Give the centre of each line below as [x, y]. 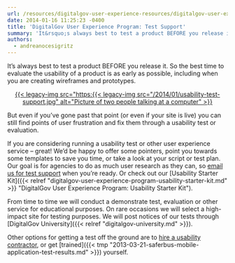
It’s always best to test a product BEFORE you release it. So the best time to [116, 66]
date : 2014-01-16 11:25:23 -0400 [56, 20]
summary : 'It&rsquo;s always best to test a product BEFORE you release [115, 33]
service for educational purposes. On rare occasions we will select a [106, 209]
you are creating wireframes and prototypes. [72, 81]
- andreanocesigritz [43, 46]
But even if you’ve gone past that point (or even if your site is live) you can [114, 115]
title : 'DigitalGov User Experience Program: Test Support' [97, 27]
